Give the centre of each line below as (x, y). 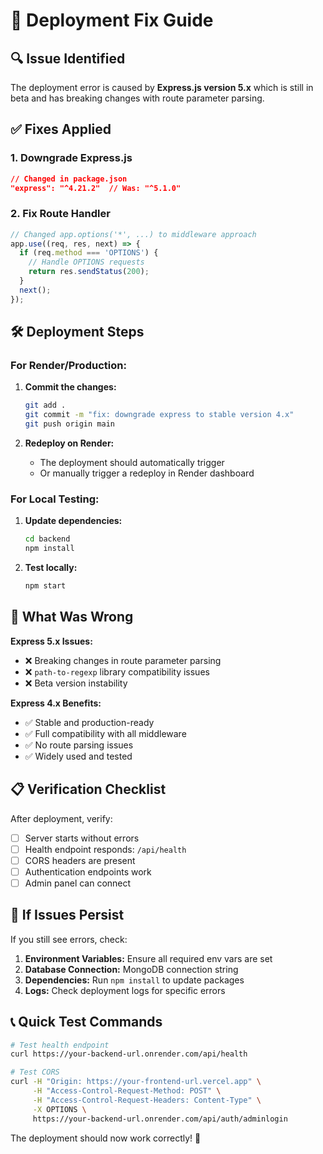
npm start (45, 586)
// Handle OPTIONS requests (86, 262)
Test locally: (51, 568)
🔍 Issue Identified (68, 58)
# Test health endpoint (60, 1045)
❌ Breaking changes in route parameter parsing (123, 660)
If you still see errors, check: (69, 939)
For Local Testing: (55, 499)
